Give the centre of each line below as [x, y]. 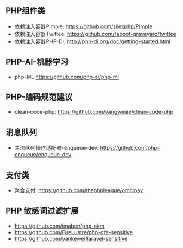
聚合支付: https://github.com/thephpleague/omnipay [79, 190]
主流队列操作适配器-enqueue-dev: [57, 148]
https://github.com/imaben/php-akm [59, 226]
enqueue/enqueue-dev [43, 155]
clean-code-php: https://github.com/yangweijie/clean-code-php [94, 112]
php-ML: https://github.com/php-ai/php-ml [66, 77]
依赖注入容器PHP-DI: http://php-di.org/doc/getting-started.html [92, 41]
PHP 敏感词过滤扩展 [42, 211]
